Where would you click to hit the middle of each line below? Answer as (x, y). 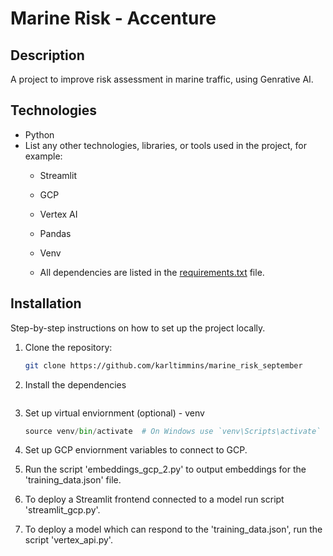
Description (47, 55)
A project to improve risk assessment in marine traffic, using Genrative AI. (162, 79)
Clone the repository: (68, 347)
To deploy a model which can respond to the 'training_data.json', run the (173, 529)
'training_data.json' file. (73, 480)
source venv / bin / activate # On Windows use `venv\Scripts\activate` (173, 431)
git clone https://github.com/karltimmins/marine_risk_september (163, 365)
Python (39, 134)
